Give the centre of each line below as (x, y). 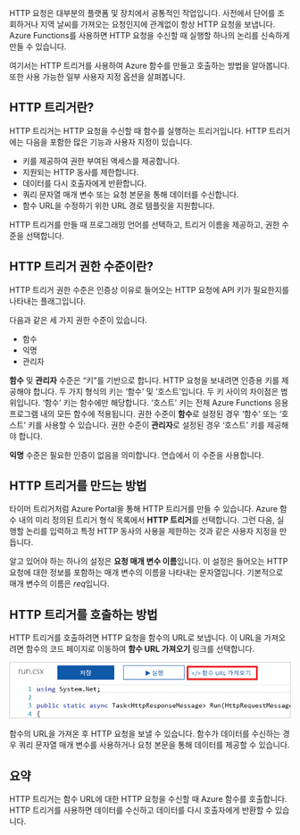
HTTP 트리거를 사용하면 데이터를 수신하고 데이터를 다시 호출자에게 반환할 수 (142, 810)
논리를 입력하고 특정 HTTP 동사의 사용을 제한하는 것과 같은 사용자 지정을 (152, 531)
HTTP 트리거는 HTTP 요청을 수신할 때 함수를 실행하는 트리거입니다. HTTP (138, 130)
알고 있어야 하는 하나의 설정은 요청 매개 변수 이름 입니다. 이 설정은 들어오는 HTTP (149, 562)
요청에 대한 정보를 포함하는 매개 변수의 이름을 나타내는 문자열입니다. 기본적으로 (146, 572)
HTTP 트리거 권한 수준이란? (81, 267)
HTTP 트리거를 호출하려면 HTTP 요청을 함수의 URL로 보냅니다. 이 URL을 (136, 638)
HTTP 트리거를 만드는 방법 (78, 486)
